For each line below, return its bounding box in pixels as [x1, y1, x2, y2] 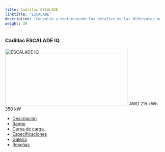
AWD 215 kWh [129, 100, 158, 106]
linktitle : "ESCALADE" [5, 12, 52, 17]
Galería [12, 136, 27, 142]
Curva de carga [12, 126, 44, 132]
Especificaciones [12, 131, 47, 137]
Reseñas [12, 141, 30, 148]
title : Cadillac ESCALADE [5, 7, 58, 12]
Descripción [12, 115, 37, 121]
